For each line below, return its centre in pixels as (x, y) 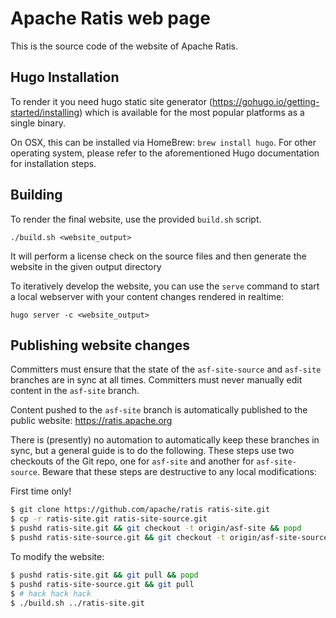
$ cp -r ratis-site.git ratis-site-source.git (109, 519)
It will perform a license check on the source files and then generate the (158, 256)
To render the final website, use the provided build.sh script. (136, 219)
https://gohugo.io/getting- (265, 101)
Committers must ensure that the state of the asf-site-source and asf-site (166, 369)
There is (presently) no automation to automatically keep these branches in (165, 440)
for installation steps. (53, 163)
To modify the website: (57, 556)
